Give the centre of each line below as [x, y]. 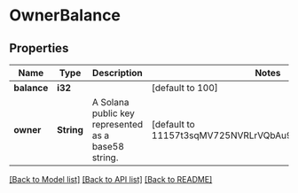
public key [114, 113]
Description [118, 73]
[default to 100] [185, 88]
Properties [39, 48]
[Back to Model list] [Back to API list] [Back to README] [111, 179]
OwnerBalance [65, 15]
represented [118, 124]
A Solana [110, 102]
